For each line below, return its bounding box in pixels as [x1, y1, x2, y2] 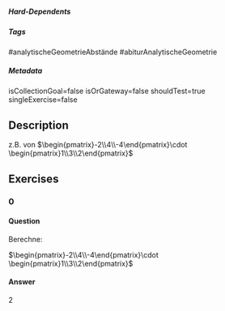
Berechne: [8, 234, 43, 244]
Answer [8, 277, 36, 287]
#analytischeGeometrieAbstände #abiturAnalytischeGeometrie [8, 47, 218, 57]
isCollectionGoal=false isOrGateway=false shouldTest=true [8, 86, 206, 96]
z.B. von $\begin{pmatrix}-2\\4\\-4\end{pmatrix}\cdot [8, 140, 188, 150]
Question [8, 216, 40, 226]
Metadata [8, 66, 43, 75]
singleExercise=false [8, 95, 79, 104]
